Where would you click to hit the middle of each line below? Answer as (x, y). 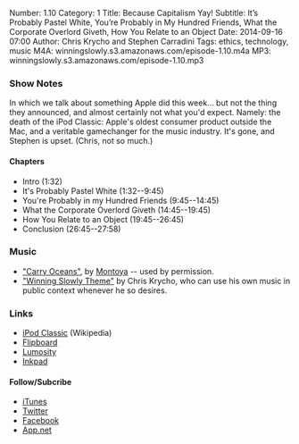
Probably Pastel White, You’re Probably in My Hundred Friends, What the (143, 22)
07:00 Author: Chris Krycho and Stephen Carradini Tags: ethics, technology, (149, 41)
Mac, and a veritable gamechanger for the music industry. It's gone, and (142, 131)
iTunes (34, 402)
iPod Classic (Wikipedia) (67, 333)
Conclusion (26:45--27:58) (71, 229)
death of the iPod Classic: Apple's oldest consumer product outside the (141, 122)
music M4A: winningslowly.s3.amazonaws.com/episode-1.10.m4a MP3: (140, 51)
